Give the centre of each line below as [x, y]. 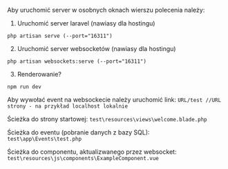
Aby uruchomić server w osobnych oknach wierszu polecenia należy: [106, 10]
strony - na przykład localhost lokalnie [68, 106]
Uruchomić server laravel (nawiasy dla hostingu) [86, 23]
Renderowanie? [39, 74]
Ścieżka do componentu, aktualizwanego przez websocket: [92, 152]
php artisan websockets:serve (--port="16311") [77, 61]
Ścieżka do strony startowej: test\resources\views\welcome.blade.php [107, 119]
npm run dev [24, 87]
